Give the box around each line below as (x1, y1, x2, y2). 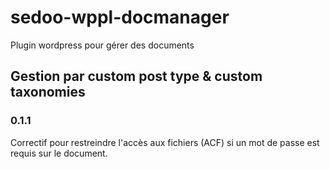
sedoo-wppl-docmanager (10, 6, 230, 29)
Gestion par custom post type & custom (10, 68, 263, 85)
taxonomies (10, 84, 86, 101)
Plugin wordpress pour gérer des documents (10, 39, 195, 51)
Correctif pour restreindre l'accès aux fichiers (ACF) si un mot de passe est (10, 136, 320, 148)
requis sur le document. (10, 147, 108, 159)
